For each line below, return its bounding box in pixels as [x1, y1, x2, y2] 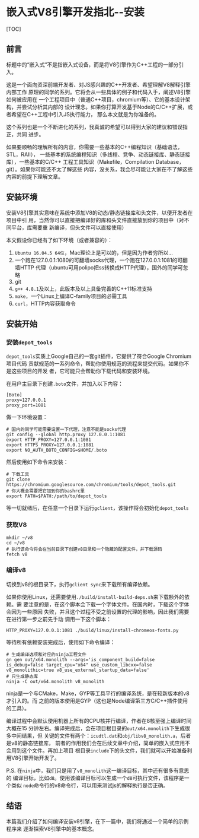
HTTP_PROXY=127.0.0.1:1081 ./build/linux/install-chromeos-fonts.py [6, 627, 179, 633]
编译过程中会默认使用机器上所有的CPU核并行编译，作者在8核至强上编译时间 [6, 717, 192, 724]
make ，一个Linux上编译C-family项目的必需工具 [14, 292, 127, 300]
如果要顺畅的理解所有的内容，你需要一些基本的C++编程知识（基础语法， [6, 143, 183, 150]
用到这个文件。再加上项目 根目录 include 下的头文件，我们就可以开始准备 [11, 747, 188, 754]
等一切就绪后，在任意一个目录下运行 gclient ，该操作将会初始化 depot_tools [6, 504, 189, 512]
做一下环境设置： [6, 414, 48, 421]
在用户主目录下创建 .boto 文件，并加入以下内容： [6, 380, 123, 388]
